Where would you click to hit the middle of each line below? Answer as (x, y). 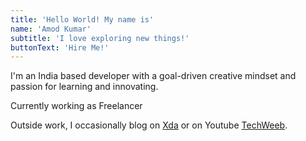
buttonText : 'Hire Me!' (60, 47)
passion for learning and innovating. (84, 87)
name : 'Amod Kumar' (51, 29)
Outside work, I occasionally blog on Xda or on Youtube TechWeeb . (149, 125)
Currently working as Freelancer (76, 106)
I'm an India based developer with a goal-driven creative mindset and (153, 76)
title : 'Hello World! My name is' (82, 19)
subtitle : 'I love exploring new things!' (100, 38)
